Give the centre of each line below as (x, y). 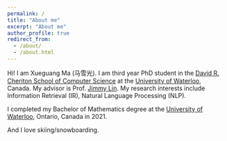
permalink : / (26, 14)
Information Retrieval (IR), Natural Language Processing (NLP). (96, 95)
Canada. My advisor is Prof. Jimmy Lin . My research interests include (106, 88)
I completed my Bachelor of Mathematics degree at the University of (105, 109)
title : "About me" (34, 20)
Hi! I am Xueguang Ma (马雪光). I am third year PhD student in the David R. (113, 73)
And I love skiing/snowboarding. (53, 130)
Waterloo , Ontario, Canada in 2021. (57, 116)
